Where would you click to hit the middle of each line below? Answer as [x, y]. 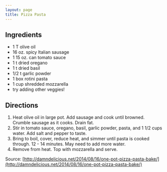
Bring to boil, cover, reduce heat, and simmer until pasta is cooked [81, 139]
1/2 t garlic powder [32, 74]
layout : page [19, 10]
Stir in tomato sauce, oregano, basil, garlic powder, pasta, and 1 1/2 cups [87, 128]
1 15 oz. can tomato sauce [39, 58]
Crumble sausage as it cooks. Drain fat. [53, 123]
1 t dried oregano [30, 63]
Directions [22, 105]
